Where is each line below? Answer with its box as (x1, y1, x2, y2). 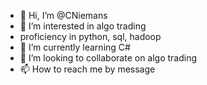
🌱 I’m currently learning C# (19, 41, 131, 53)
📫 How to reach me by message (19, 63, 156, 75)
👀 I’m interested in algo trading (19, 20, 147, 32)
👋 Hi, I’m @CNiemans (19, 10, 108, 21)
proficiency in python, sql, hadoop (19, 31, 162, 42)
